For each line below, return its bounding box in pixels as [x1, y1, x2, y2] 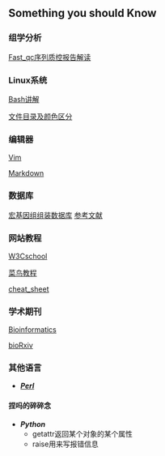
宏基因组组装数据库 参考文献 [8, 210, 103, 219]
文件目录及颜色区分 [8, 111, 73, 121]
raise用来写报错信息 [32, 439, 99, 449]
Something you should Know [8, 6, 157, 20]
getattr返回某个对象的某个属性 [32, 428, 133, 438]
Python [19, 419, 46, 428]
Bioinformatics [8, 325, 57, 335]
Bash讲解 [8, 94, 40, 104]
